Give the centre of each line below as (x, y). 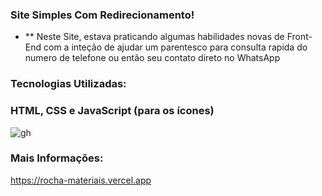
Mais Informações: (57, 158)
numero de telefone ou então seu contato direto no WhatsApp (152, 58)
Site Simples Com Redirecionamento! (102, 15)
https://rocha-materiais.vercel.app (81, 180)
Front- (299, 37)
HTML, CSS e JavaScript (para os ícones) (112, 111)
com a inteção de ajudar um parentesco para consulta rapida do (175, 47)
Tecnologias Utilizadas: (68, 84)
